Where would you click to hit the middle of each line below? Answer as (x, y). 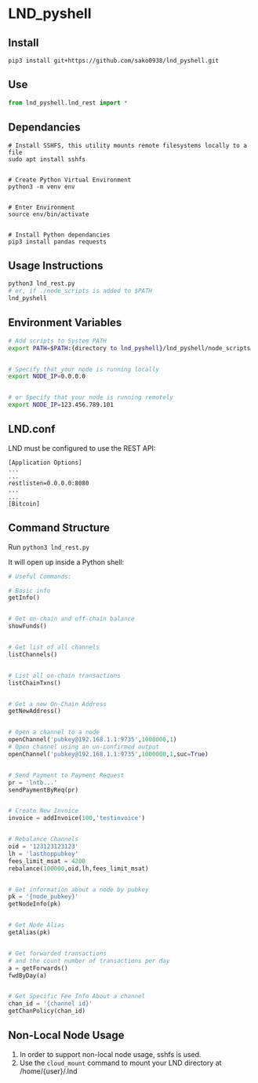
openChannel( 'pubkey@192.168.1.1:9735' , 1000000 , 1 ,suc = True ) (109, 754)
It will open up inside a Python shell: (66, 562)
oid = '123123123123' (44, 847)
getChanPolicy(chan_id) (47, 1011)
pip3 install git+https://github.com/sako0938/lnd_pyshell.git (114, 60)
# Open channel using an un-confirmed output (84, 747)
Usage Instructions (56, 265)
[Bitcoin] (24, 503)
